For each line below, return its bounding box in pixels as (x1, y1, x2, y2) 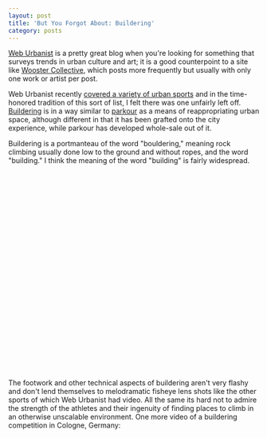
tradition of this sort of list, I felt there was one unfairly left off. (37, 98, 241, 108)
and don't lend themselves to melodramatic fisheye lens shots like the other (8, 387, 257, 396)
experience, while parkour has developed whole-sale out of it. (8, 123, 212, 133)
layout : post (8, 11, 52, 20)
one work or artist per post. (8, 74, 98, 84)
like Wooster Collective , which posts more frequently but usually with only (8, 66, 251, 75)
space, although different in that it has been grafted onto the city (8, 115, 221, 125)
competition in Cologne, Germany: (8, 420, 121, 430)
